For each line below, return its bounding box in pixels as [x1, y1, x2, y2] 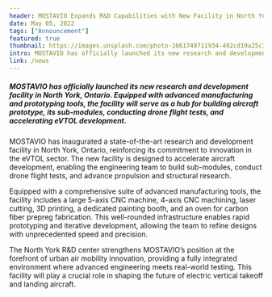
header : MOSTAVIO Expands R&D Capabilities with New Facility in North [9, 11, 255, 20]
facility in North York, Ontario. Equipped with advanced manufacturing [9, 90, 253, 100]
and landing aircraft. [9, 279, 76, 289]
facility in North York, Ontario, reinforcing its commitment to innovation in [9, 144, 253, 154]
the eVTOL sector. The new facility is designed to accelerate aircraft [9, 153, 236, 163]
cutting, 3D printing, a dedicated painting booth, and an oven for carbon [9, 203, 249, 213]
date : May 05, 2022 [9, 19, 75, 27]
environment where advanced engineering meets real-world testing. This [9, 261, 253, 271]
